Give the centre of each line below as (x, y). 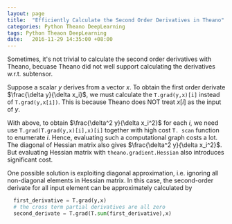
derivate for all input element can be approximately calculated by (100, 188)
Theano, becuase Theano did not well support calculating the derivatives (111, 67)
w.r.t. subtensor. (30, 74)
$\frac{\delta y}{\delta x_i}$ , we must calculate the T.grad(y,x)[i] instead (114, 95)
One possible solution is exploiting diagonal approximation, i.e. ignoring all (113, 173)
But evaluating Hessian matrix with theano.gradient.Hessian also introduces (116, 153)
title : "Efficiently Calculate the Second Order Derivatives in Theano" (116, 20)
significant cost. (30, 160)
